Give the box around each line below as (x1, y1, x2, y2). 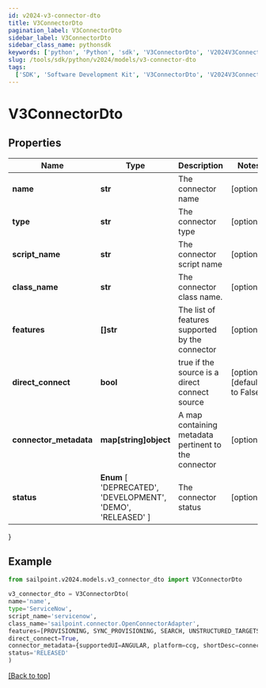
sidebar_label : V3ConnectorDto (8, 33, 112, 42)
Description (177, 160, 224, 171)
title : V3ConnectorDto (8, 19, 83, 27)
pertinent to (177, 439, 222, 450)
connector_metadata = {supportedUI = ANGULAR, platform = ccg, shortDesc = (8, 642, 239, 650)
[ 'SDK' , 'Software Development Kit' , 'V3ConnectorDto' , (15, 71, 203, 79)
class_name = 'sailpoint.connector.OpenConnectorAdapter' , (8, 620, 200, 628)
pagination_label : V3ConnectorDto (8, 26, 123, 34)
